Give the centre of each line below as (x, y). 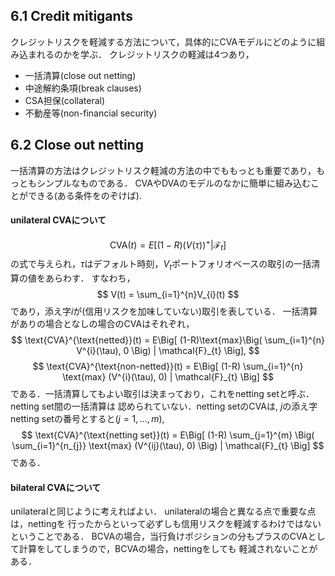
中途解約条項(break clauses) (83, 88)
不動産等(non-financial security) (91, 113)
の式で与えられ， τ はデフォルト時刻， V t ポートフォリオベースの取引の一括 (161, 265)
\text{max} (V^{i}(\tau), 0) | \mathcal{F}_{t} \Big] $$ (168, 377)
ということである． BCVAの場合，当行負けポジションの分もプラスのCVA (159, 536)
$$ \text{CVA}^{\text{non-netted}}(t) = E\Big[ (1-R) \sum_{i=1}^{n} (168, 366)
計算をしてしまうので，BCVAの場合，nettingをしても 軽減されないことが (168, 549)
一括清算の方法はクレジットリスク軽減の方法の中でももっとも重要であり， (163, 170)
